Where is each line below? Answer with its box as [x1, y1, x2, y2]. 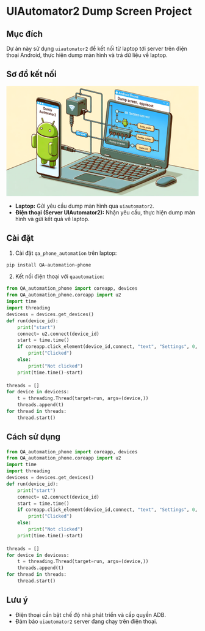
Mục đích [6, 29, 43, 39]
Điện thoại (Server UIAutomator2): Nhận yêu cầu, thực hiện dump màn [15, 208, 196, 216]
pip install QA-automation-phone [6, 262, 92, 268]
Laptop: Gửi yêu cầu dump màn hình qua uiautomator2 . [15, 202, 154, 210]
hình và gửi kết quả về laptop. [15, 215, 90, 222]
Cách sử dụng [6, 432, 61, 442]
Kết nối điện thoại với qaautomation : [15, 273, 104, 280]
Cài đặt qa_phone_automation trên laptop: [15, 249, 117, 257]
